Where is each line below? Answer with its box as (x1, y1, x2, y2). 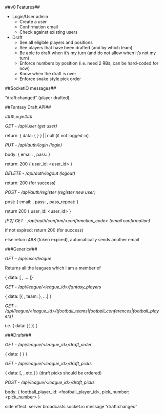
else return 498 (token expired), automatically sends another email (5, 237, 139, 242)
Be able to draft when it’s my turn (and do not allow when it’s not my (19, 50, 156, 56)
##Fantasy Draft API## (5, 104, 51, 110)
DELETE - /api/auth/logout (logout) (5, 170, 76, 176)
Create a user (19, 19, 47, 24)
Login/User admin (12, 14, 48, 19)
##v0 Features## (5, 4, 40, 10)
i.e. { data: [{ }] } (5, 323, 38, 329)
